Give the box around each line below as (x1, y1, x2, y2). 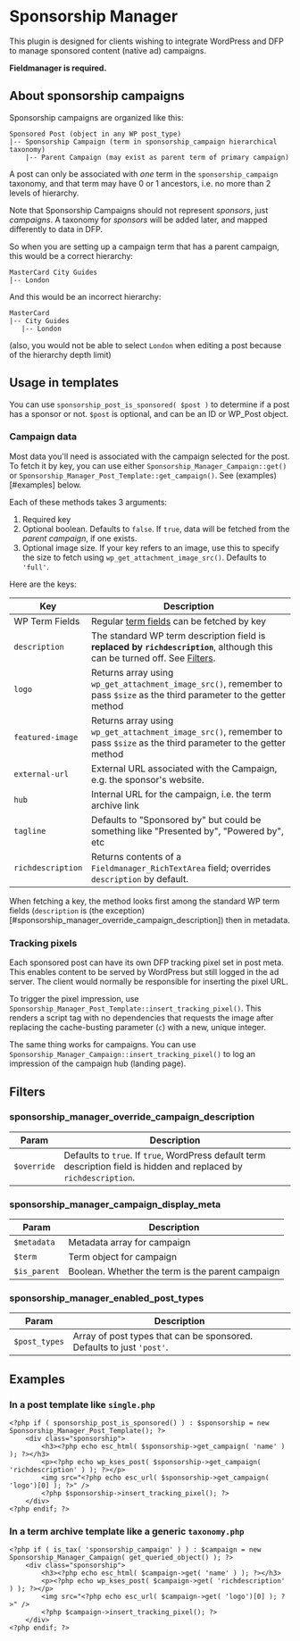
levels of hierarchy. (9, 187, 79, 198)
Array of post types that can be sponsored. (72, 1330, 254, 1343)
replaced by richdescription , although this (90, 640, 273, 653)
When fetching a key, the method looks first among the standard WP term (9, 895, 280, 906)
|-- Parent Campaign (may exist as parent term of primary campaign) (25, 153, 290, 162)
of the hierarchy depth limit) (9, 349, 112, 360)
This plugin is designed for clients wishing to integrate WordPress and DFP (9, 36, 284, 46)
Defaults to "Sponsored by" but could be (90, 813, 262, 826)
